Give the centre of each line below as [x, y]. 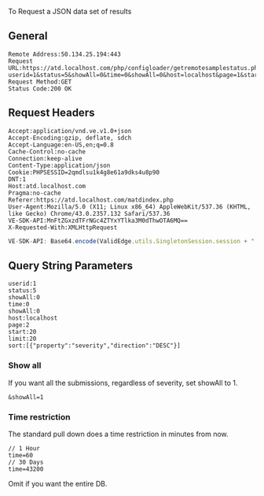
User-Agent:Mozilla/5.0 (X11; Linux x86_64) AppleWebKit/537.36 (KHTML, [130, 207]
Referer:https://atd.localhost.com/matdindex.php [91, 200]
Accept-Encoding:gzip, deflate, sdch [70, 138]
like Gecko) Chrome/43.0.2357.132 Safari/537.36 [89, 213]
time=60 [21, 455]
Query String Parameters [71, 266]
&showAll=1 [26, 397]
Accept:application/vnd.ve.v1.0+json [70, 131]
